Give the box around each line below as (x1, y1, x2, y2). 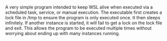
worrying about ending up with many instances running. (5, 31, 120, 36)
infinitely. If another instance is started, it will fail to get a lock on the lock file (5, 20, 163, 26)
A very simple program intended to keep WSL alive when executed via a (5, 4, 153, 10)
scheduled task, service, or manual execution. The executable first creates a (5, 9, 162, 15)
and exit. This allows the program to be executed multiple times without (5, 25, 152, 31)
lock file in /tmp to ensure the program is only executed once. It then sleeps (5, 15, 161, 20)
